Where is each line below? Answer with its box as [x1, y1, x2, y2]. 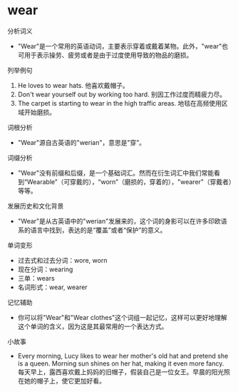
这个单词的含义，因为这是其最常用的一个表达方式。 [17, 322, 168, 331]
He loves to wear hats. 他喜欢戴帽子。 [17, 81, 130, 89]
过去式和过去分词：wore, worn [17, 256, 108, 264]
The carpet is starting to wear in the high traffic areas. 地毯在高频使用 [17, 99, 222, 107]
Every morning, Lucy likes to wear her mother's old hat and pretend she [17, 351, 229, 360]
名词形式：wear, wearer [17, 283, 88, 291]
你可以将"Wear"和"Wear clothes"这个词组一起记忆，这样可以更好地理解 [17, 313, 228, 321]
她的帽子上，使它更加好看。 [24, 376, 105, 385]
